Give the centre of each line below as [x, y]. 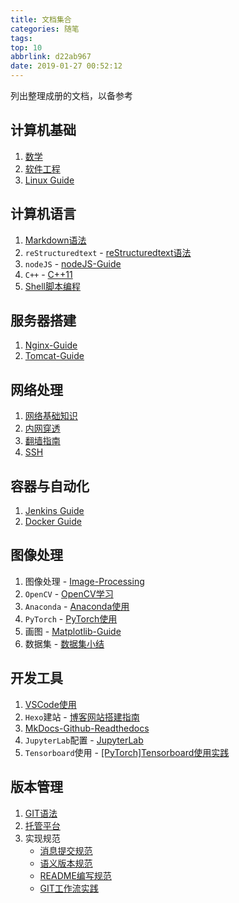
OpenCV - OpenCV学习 [69, 593]
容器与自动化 [50, 486]
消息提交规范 [66, 850]
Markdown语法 [55, 240]
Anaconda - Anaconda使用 [77, 606]
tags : [21, 38]
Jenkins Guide [54, 511]
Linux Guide [49, 180]
